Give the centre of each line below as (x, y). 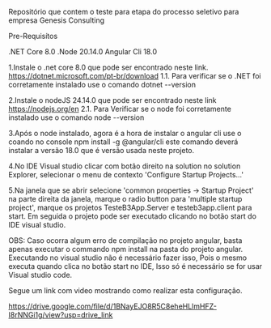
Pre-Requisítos (33, 36)
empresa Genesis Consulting (57, 20)
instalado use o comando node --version (76, 117)
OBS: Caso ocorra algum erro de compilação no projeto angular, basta (125, 241)
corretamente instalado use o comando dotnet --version (102, 85)
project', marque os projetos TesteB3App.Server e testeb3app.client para (130, 207)
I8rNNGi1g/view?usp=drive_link (61, 315)
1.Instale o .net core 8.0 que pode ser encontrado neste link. (108, 67)
